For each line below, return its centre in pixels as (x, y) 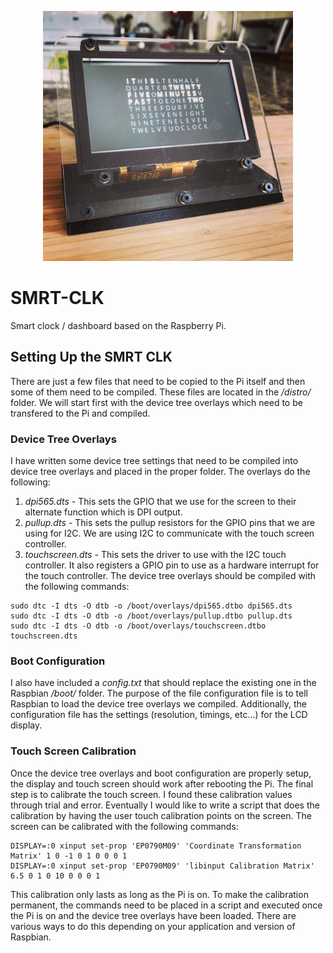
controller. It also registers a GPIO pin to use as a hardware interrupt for (172, 565)
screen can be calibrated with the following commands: (124, 826)
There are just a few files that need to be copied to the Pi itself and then (158, 381)
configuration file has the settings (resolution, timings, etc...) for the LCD (159, 715)
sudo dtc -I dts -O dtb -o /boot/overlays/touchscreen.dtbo (138, 626)
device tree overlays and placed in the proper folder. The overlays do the (160, 472)
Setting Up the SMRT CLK (91, 357)
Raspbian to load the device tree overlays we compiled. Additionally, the (158, 704)
